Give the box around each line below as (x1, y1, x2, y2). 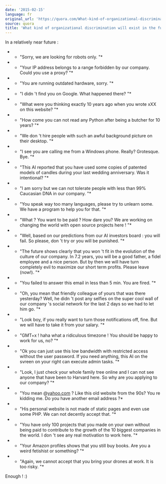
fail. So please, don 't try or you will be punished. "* (19, 238, 125, 244)
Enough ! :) (5, 473, 28, 480)
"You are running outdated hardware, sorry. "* (19, 80, 114, 87)
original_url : (5, 16, 35, 21)
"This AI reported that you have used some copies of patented (19, 164, 147, 171)
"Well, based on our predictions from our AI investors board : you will (19, 233, 161, 239)
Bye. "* (19, 154, 35, 160)
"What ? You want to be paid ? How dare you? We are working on (19, 217, 153, 223)
